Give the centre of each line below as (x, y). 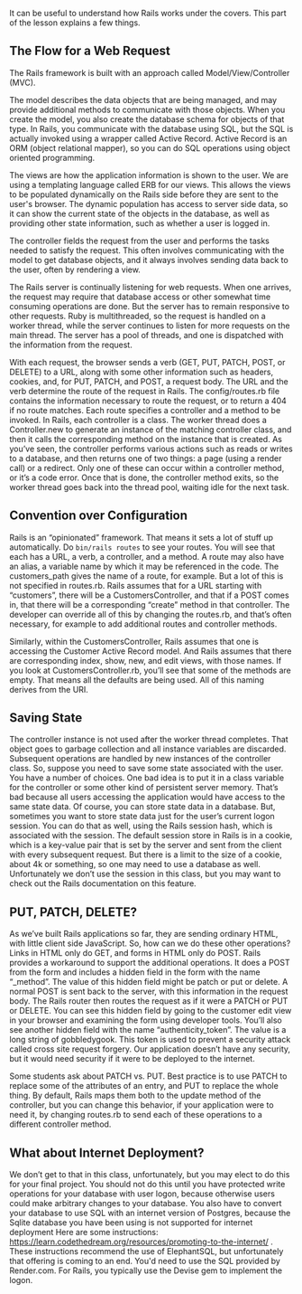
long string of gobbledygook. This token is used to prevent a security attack (150, 1040)
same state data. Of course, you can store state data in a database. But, (142, 807)
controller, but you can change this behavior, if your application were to (142, 1105)
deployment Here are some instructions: (84, 1233)
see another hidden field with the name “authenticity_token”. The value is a (148, 1030)
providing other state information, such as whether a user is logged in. (140, 223)
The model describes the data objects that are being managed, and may (143, 99)
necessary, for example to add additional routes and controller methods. (143, 624)
